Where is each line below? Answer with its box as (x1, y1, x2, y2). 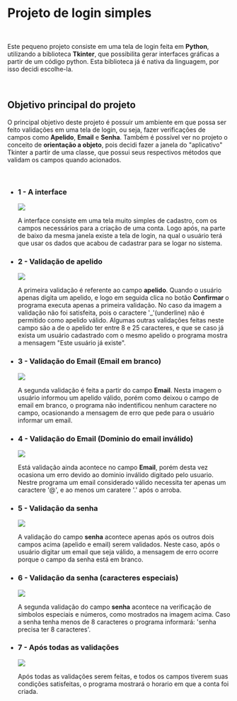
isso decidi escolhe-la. (7, 65, 74, 73)
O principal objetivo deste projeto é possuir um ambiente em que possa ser (7, 118, 226, 126)
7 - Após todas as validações (17, 643, 119, 653)
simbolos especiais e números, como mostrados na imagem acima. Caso (17, 610, 231, 618)
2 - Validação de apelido (17, 257, 103, 267)
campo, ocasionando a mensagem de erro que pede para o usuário (17, 408, 214, 417)
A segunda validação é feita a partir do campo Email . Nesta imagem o (17, 386, 222, 394)
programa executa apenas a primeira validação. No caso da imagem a (17, 301, 222, 310)
